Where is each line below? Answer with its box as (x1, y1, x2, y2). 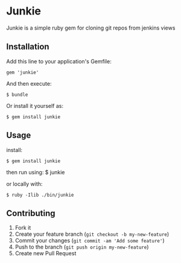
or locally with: (6, 180, 43, 188)
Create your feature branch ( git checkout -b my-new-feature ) (14, 230, 170, 238)
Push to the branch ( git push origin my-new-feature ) (14, 243, 149, 251)
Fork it (14, 224, 31, 232)
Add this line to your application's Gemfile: (6, 57, 112, 65)
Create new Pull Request (14, 250, 77, 257)
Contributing (6, 208, 56, 218)
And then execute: (6, 80, 52, 87)
